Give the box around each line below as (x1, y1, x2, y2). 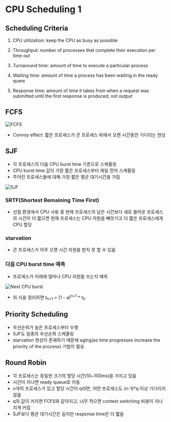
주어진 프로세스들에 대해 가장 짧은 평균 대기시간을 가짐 (12, 174, 121, 180)
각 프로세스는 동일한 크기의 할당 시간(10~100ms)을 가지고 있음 (12, 373, 136, 379)
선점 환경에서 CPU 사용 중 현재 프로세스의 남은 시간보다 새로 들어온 (12, 209, 146, 215)
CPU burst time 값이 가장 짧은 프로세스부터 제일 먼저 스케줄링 (12, 167, 136, 174)
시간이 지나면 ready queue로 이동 (12, 379, 80, 385)
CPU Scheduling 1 (5, 4, 81, 15)
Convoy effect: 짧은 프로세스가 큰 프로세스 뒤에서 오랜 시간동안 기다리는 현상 (12, 131, 166, 138)
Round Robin (5, 358, 47, 367)
